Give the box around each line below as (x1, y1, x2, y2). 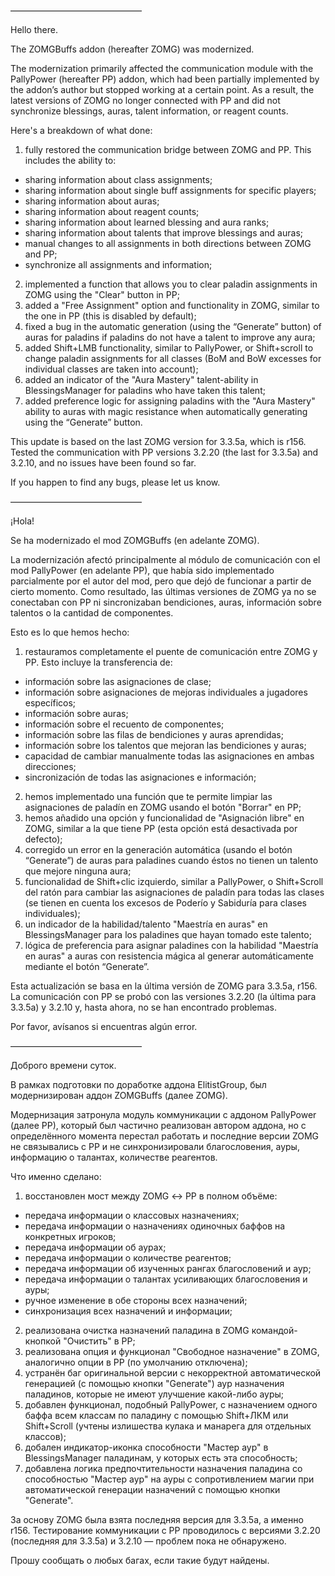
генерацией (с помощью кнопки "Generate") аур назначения (24, 1378, 285, 1389)
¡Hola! (10, 515, 35, 527)
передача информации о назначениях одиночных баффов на (24, 1220, 286, 1232)
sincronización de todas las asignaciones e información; (24, 771, 257, 783)
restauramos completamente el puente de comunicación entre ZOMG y (24, 646, 318, 657)
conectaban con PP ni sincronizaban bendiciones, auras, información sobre (10, 596, 322, 608)
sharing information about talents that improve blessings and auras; (24, 227, 303, 239)
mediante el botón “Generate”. (24, 961, 150, 972)
